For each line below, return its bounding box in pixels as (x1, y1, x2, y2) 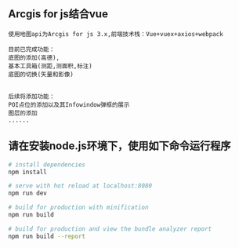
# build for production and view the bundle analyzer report (8, 224, 212, 233)
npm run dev (8, 189, 47, 198)
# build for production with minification (8, 203, 149, 212)
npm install (8, 168, 47, 176)
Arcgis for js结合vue (8, 7, 108, 21)
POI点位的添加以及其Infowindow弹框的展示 (8, 100, 130, 108)
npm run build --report (8, 232, 86, 240)
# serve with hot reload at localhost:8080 (8, 182, 153, 190)
